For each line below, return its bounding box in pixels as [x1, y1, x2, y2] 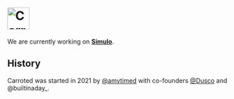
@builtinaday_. [7, 84, 49, 92]
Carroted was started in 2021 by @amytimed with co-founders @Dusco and [7, 76, 228, 84]
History [7, 58, 41, 70]
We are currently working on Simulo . [7, 37, 114, 46]
